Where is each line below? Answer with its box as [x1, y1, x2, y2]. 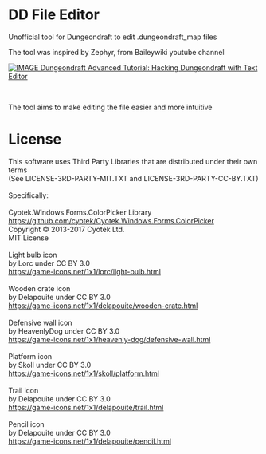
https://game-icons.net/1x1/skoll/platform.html [8, 369, 159, 378]
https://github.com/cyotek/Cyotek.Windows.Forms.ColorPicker [8, 215, 215, 225]
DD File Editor [8, 6, 100, 24]
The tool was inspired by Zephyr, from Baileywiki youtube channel [8, 47, 225, 57]
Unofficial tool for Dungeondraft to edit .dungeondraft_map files [8, 32, 217, 41]
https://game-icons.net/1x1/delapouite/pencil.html [8, 436, 172, 446]
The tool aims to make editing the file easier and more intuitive [8, 102, 213, 112]
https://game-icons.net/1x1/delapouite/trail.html [8, 402, 164, 412]
